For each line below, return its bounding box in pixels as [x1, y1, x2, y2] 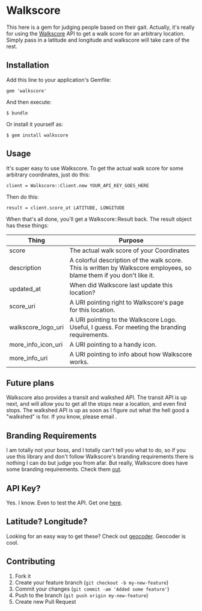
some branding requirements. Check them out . [6, 466, 122, 473]
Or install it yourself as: [6, 120, 63, 128]
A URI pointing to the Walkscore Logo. [69, 315, 177, 324]
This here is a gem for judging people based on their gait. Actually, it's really [6, 23, 195, 31]
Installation [6, 60, 49, 70]
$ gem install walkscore [6, 132, 69, 138]
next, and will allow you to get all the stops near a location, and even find [6, 400, 186, 408]
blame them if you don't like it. [69, 271, 155, 279]
